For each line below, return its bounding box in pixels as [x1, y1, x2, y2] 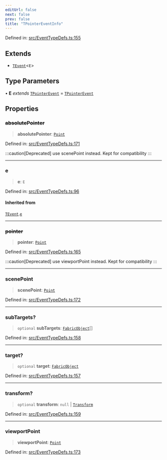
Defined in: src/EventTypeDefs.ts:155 [5, 35, 81, 41]
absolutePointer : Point [17, 131, 65, 137]
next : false [5, 12, 30, 17]
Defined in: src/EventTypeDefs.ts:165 [5, 249, 81, 255]
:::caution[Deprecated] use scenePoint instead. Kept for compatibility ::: [5, 150, 152, 156]
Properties [5, 105, 39, 113]
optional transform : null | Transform [17, 401, 93, 407]
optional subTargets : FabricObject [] [17, 325, 93, 331]
